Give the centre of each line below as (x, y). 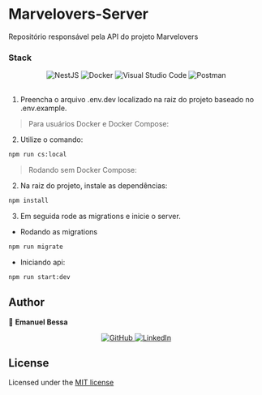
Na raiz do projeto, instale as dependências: (94, 186)
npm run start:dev (39, 277)
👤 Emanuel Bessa (38, 322)
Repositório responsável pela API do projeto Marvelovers (103, 36)
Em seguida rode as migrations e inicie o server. (100, 216)
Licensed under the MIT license (61, 383)
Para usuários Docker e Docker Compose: (99, 124)
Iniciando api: (43, 262)
